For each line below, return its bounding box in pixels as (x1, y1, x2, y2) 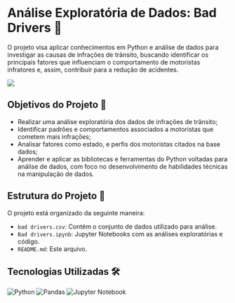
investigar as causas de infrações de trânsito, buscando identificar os (7, 50, 209, 59)
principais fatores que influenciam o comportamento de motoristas (7, 58, 201, 66)
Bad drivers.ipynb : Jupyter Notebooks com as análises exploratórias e (17, 229, 223, 238)
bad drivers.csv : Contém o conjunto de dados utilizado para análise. (17, 222, 217, 231)
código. (17, 237, 40, 245)
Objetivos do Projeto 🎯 (7, 99, 107, 111)
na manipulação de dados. (17, 170, 95, 178)
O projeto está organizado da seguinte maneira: (7, 208, 145, 217)
